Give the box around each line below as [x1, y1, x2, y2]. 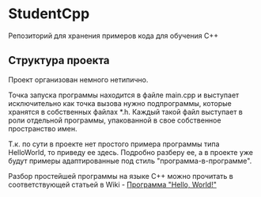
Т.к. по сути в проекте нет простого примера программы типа [8, 139, 220, 149]
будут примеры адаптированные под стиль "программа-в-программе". [8, 156, 252, 165]
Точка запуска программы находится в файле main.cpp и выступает [8, 90, 240, 100]
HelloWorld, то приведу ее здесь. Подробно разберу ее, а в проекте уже [8, 147, 253, 157]
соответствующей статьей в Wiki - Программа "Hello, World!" [8, 180, 217, 189]
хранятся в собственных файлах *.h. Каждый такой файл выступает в [8, 107, 244, 116]
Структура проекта [8, 54, 110, 67]
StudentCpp [8, 5, 90, 23]
